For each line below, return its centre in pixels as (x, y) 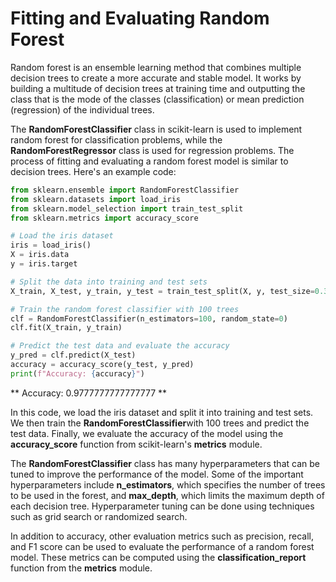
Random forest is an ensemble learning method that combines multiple (156, 67)
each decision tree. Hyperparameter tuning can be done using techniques (162, 506)
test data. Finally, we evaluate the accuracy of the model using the (147, 433)
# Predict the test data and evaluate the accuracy (120, 346)
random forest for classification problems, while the (116, 139)
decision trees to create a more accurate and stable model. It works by (156, 78)
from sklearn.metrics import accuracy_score (104, 218)
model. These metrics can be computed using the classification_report (158, 557)
